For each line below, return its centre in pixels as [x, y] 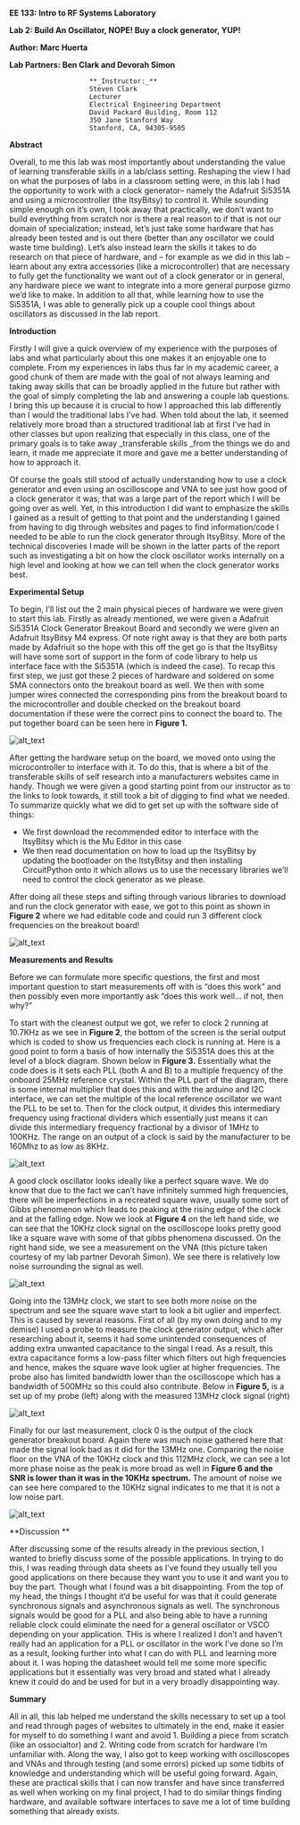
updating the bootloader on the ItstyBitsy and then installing [132, 860]
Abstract [26, 145]
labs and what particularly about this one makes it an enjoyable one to [138, 358]
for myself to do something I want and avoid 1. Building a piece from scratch [149, 1735]
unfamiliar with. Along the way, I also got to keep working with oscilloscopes [150, 1754]
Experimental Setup [47, 592]
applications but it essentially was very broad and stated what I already [140, 1672]
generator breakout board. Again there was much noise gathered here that [146, 1440]
